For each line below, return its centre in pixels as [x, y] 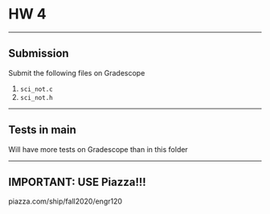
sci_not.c [37, 89]
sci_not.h [37, 97]
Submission [39, 53]
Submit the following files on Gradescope [77, 72]
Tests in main [42, 130]
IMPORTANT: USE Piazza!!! [77, 182]
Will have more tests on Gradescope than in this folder [98, 149]
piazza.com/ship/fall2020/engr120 [65, 201]
